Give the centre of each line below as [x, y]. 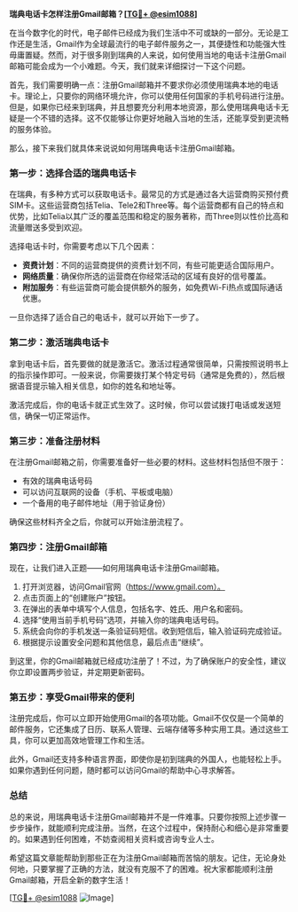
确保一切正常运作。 [59, 415]
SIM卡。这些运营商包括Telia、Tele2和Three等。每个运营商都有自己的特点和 [147, 205]
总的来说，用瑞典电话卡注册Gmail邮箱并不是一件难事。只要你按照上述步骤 [144, 816]
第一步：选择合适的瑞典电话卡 [73, 173]
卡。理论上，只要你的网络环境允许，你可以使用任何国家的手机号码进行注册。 [149, 96]
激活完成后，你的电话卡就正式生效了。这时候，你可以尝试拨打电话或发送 [141, 405]
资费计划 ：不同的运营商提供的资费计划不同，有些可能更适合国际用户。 [150, 265]
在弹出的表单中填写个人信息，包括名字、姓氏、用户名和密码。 [135, 609]
